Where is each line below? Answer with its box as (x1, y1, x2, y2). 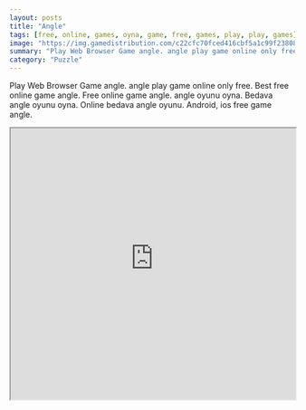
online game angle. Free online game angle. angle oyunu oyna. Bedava (9, 90, 273, 100)
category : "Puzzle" (9, 55, 83, 64)
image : (9, 38, 34, 48)
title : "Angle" (9, 22, 67, 31)
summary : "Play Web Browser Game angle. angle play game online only (9, 47, 278, 56)
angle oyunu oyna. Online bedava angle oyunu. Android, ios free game (9, 100, 273, 110)
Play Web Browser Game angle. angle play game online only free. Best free (9, 81, 290, 91)
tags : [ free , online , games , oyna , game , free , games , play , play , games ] (9, 30, 298, 39)
